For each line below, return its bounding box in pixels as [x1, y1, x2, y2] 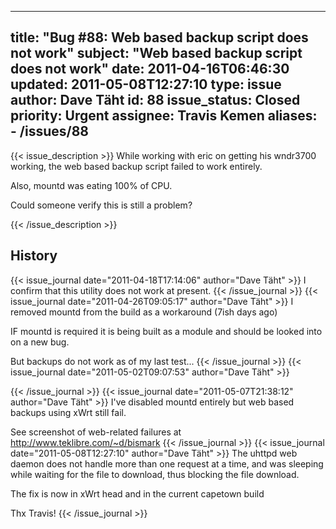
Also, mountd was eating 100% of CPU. [10, 179, 173, 191]
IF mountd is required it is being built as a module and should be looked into [10, 325, 323, 337]
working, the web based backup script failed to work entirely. [10, 160, 263, 172]
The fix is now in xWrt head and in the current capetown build [10, 487, 265, 500]
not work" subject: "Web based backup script [10, 45, 303, 62]
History [10, 247, 58, 265]
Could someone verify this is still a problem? [10, 199, 193, 211]
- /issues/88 [10, 123, 89, 140]
